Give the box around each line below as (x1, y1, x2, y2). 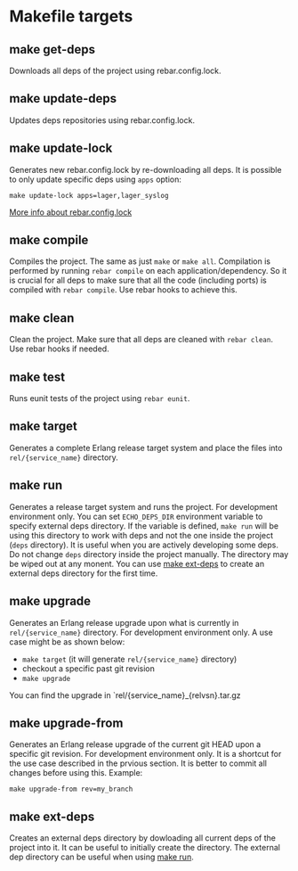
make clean (9, 310, 75, 325)
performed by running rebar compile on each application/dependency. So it (9, 266, 287, 276)
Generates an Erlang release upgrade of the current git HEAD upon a (9, 739, 262, 750)
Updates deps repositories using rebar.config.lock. (9, 114, 196, 126)
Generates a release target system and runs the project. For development (9, 501, 278, 512)
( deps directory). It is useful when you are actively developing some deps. (9, 539, 278, 550)
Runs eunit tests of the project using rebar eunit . (9, 393, 190, 404)
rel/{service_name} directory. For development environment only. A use (9, 627, 273, 637)
